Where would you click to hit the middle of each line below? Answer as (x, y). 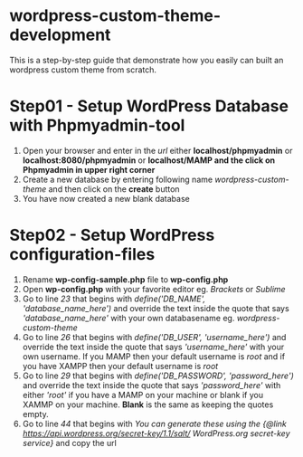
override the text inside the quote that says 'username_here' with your (153, 347)
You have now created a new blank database (106, 198)
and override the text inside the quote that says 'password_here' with (151, 385)
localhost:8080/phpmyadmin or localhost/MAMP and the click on (149, 160)
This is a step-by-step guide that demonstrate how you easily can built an (147, 60)
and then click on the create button (114, 189)
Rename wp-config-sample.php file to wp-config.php (125, 279)
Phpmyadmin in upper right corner (89, 169)
